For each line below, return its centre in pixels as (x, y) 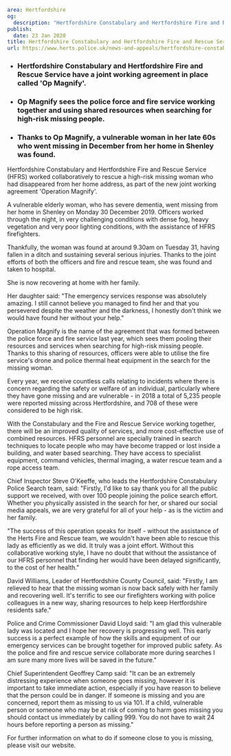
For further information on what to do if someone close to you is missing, (110, 738)
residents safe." (29, 610)
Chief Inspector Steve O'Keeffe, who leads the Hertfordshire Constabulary (112, 481)
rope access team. (33, 468)
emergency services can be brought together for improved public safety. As (114, 645)
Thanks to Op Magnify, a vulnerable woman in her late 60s (117, 137)
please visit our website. (42, 745)
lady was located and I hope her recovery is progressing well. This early (109, 631)
